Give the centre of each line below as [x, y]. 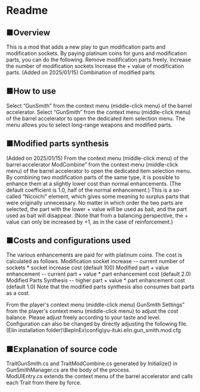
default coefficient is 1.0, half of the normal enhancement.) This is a [89, 190]
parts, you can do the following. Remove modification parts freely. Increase [99, 60]
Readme [27, 10]
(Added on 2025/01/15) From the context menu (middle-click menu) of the [97, 158]
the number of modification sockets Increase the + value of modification [95, 66]
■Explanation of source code [62, 349]
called [14, 196]
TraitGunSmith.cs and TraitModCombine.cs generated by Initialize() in [92, 364]
